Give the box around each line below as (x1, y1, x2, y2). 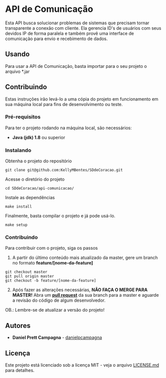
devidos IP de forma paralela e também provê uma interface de (5, 30, 134, 36)
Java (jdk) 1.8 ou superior (12, 134, 65, 140)
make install (5, 204, 32, 209)
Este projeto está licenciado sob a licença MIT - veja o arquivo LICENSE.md (5, 362, 160, 368)
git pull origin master (5, 274, 55, 279)
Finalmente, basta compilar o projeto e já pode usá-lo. (5, 213, 115, 219)
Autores (5, 321, 31, 330)
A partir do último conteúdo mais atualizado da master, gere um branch (12, 255, 158, 261)
